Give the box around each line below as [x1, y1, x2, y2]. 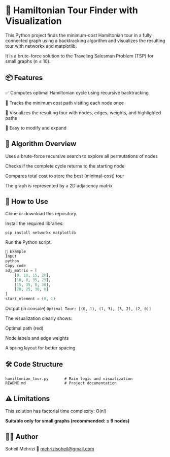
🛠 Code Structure [5, 360, 63, 369]
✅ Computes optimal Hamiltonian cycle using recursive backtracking [5, 89, 149, 95]
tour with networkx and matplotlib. [5, 43, 77, 49]
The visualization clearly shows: [5, 315, 73, 321]
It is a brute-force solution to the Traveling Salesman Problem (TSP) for [5, 53, 154, 59]
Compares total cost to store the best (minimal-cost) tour [5, 173, 124, 179]
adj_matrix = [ [5, 268, 38, 273]
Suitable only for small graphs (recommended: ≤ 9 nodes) [5, 417, 130, 423]
